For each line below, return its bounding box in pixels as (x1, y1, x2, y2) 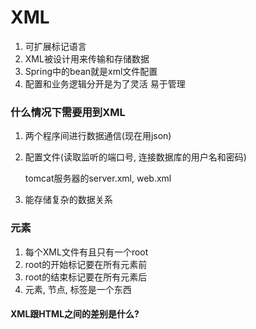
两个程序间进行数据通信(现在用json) (24, 130, 172, 142)
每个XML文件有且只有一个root (24, 246, 149, 258)
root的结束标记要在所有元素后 (24, 271, 148, 283)
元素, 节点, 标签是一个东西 (24, 283, 132, 295)
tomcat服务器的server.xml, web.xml (24, 172, 172, 185)
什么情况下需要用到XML (10, 105, 126, 119)
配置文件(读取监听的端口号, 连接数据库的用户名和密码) (24, 151, 247, 163)
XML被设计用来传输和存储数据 (24, 52, 150, 65)
